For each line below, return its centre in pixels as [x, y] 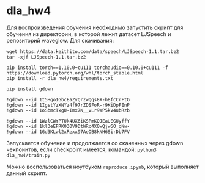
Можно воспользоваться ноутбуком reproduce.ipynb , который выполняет [102, 167]
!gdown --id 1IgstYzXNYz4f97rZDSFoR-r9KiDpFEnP [68, 105]
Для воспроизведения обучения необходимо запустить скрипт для [95, 27]
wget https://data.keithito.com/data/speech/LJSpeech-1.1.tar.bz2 [93, 52]
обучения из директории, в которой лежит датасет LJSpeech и [89, 34]
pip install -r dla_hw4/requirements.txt [60, 78]
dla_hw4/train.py [28, 155]
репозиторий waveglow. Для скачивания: [60, 40]
